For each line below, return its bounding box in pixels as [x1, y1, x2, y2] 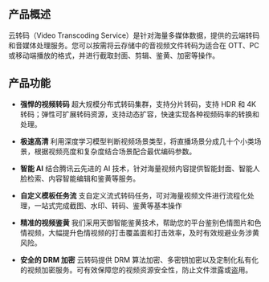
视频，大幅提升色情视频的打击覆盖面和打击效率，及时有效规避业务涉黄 [26, 227, 259, 237]
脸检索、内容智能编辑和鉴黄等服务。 [19, 174, 141, 183]
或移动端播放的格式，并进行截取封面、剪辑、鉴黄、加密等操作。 [8, 51, 219, 60]
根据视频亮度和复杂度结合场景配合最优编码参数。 [34, 146, 197, 156]
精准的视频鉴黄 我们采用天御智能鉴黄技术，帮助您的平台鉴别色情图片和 [19, 218, 255, 227]
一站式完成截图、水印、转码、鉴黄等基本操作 [34, 200, 182, 210]
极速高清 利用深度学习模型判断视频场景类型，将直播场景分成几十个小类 [19, 136, 255, 146]
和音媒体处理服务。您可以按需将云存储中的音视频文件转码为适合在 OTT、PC [8, 40, 259, 50]
